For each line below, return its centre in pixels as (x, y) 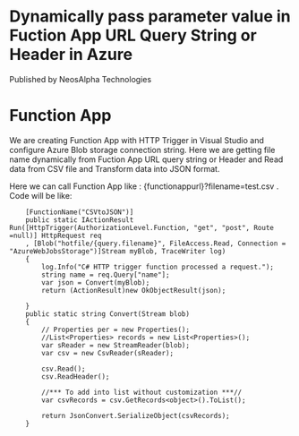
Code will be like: (41, 195)
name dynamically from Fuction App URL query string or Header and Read (146, 159)
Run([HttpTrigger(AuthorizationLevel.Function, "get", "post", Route (142, 227)
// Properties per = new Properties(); (116, 329)
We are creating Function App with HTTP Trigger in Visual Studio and (137, 140)
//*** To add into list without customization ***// (142, 392)
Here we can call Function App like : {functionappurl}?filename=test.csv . (144, 186)
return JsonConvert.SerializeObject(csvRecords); (136, 415)
